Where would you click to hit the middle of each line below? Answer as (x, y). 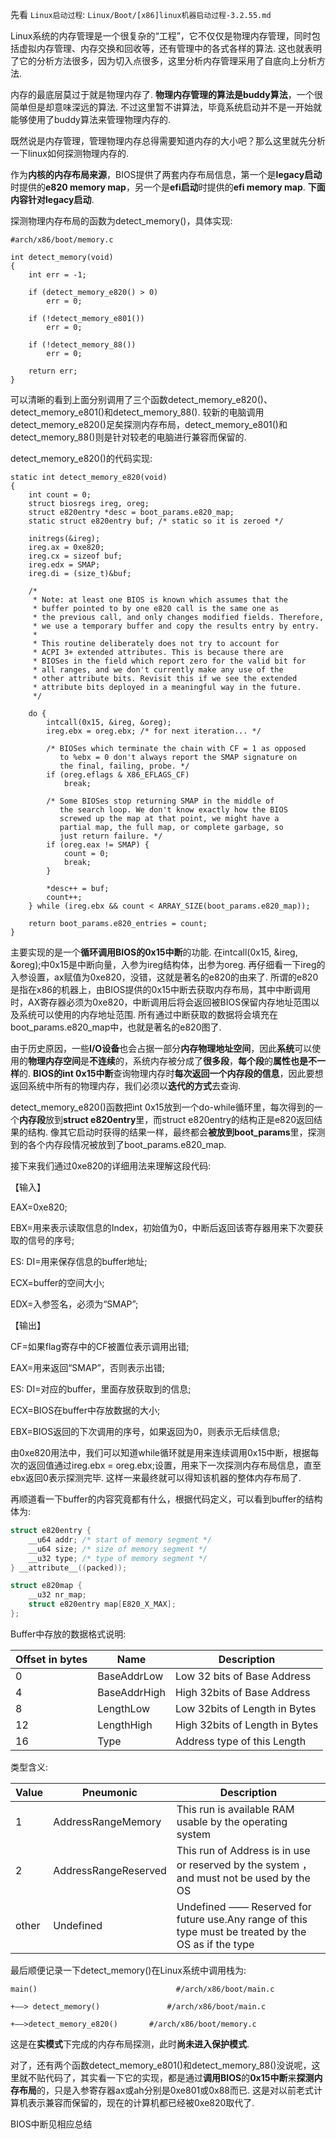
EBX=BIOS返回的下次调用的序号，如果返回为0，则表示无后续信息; (145, 1431)
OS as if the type (215, 1944)
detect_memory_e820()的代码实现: (81, 458)
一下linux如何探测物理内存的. (70, 153)
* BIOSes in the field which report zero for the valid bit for (169, 661)
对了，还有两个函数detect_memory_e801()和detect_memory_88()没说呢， (161, 2065)
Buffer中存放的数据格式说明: (68, 1634)
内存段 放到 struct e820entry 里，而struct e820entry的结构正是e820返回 (167, 1119)
